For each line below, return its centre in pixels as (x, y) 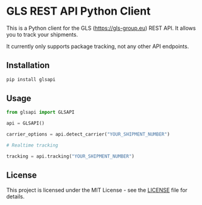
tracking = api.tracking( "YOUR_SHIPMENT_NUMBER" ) (71, 156)
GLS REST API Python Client (78, 11)
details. (16, 196)
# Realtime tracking (33, 145)
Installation (28, 65)
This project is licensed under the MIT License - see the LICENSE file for (97, 190)
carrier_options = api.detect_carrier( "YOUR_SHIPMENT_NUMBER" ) (88, 134)
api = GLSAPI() (26, 123)
